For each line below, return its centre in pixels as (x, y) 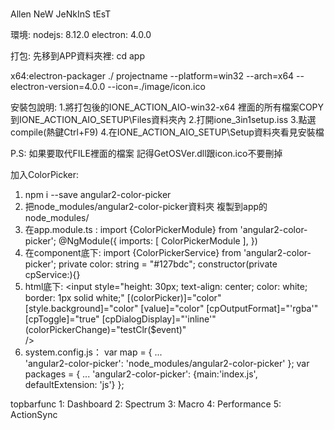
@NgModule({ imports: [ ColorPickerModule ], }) (158, 241)
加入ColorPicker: (45, 175)
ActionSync (34, 415)
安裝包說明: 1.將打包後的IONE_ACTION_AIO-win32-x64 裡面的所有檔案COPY (167, 107)
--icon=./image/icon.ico (156, 87)
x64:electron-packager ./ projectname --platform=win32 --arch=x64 (152, 76)
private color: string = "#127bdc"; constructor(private (168, 264)
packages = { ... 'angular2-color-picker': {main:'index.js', (141, 374)
